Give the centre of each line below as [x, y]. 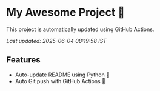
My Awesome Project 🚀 [66, 12]
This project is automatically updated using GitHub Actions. [80, 29]
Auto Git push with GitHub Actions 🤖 [60, 81]
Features [23, 60]
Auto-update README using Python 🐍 [62, 75]
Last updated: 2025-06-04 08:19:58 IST [57, 41]
